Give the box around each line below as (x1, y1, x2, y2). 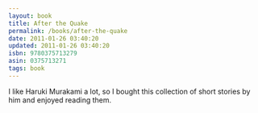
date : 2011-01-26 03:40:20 (8, 34, 99, 43)
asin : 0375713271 (8, 57, 67, 65)
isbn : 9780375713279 (8, 49, 78, 57)
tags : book (8, 65, 45, 73)
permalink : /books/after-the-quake (8, 27, 128, 35)
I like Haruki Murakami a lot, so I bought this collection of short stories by (8, 86, 251, 96)
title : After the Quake (8, 19, 89, 27)
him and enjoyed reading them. (8, 94, 111, 105)
